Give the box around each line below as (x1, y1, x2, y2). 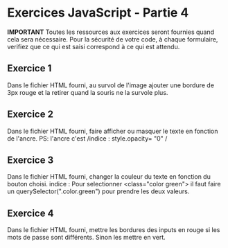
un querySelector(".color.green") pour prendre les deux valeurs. (7, 187, 190, 195)
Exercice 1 (7, 62, 52, 74)
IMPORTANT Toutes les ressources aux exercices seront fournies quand (7, 28, 215, 36)
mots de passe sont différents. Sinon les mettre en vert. (7, 233, 166, 242)
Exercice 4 (7, 207, 54, 219)
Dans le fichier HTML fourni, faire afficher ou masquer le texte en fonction (7, 127, 218, 135)
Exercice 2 (7, 109, 54, 121)
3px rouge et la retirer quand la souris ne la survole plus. (7, 88, 168, 96)
